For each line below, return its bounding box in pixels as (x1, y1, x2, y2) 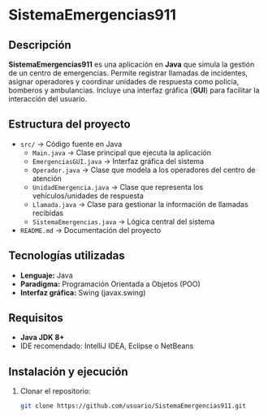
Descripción (8, 38, 71, 52)
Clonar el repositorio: (19, 386, 91, 396)
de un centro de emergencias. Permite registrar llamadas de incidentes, (8, 68, 248, 78)
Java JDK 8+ (19, 333, 65, 343)
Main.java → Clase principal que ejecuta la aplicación (32, 148, 212, 157)
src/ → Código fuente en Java (19, 139, 123, 149)
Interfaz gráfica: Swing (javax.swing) (19, 287, 146, 297)
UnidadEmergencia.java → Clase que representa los (32, 182, 204, 192)
